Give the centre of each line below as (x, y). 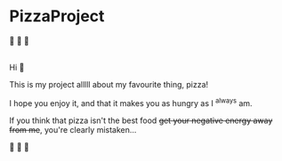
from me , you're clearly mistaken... (73, 129)
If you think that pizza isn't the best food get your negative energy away (141, 120)
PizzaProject (57, 16)
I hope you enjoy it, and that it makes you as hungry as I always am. (131, 102)
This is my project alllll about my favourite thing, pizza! (109, 84)
